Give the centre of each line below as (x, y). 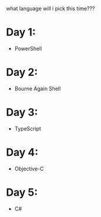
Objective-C (29, 168)
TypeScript (28, 128)
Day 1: (21, 32)
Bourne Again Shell (38, 88)
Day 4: (22, 152)
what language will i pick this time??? (50, 9)
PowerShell (28, 48)
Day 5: (22, 192)
